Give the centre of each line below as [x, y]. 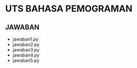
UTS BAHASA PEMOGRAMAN [69, 9]
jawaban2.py [26, 44]
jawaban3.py [26, 50]
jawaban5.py [26, 60]
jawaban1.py [26, 39]
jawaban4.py [26, 55]
